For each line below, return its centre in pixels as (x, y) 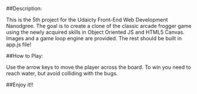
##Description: (24, 8)
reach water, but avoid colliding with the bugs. (62, 73)
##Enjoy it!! (20, 85)
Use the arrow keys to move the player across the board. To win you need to (98, 67)
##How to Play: (25, 56)
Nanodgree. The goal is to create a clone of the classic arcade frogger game (99, 26)
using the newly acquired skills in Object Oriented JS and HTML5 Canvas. (96, 32)
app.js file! (19, 44)
